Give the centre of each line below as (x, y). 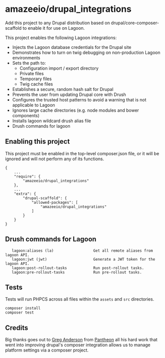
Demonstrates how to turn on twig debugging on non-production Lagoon (86, 52)
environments (26, 57)
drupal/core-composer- (135, 23)
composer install (23, 308)
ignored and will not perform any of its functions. (55, 159)
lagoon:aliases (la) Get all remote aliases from (82, 251)
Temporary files (35, 79)
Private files (32, 73)
